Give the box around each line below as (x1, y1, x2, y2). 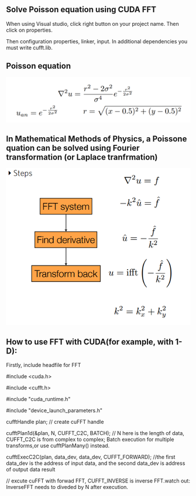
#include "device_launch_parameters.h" (6, 407, 103, 414)
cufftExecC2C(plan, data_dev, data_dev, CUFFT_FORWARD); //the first (6, 454, 176, 461)
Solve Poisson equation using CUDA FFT (6, 5, 157, 15)
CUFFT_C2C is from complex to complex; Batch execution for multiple (6, 436, 174, 443)
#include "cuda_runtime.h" (6, 396, 71, 403)
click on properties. (6, 26, 53, 33)
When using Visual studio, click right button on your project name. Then (6, 20, 180, 27)
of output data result (6, 466, 56, 473)
